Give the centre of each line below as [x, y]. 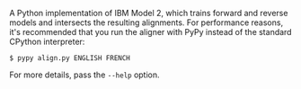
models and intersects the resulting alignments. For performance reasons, [146, 22]
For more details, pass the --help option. [84, 75]
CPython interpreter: [47, 41]
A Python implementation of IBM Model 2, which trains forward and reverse [149, 13]
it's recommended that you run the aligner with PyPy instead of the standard [150, 32]
